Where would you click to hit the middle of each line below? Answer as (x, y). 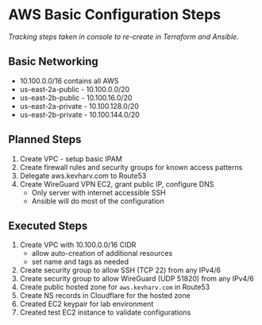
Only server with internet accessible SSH (98, 192)
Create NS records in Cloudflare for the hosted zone (105, 296)
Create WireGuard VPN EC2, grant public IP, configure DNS (117, 184)
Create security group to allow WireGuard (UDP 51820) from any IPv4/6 (137, 279)
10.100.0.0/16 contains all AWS (69, 80)
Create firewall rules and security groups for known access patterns (131, 167)
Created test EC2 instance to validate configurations (105, 312)
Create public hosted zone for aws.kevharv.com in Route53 (115, 287)
